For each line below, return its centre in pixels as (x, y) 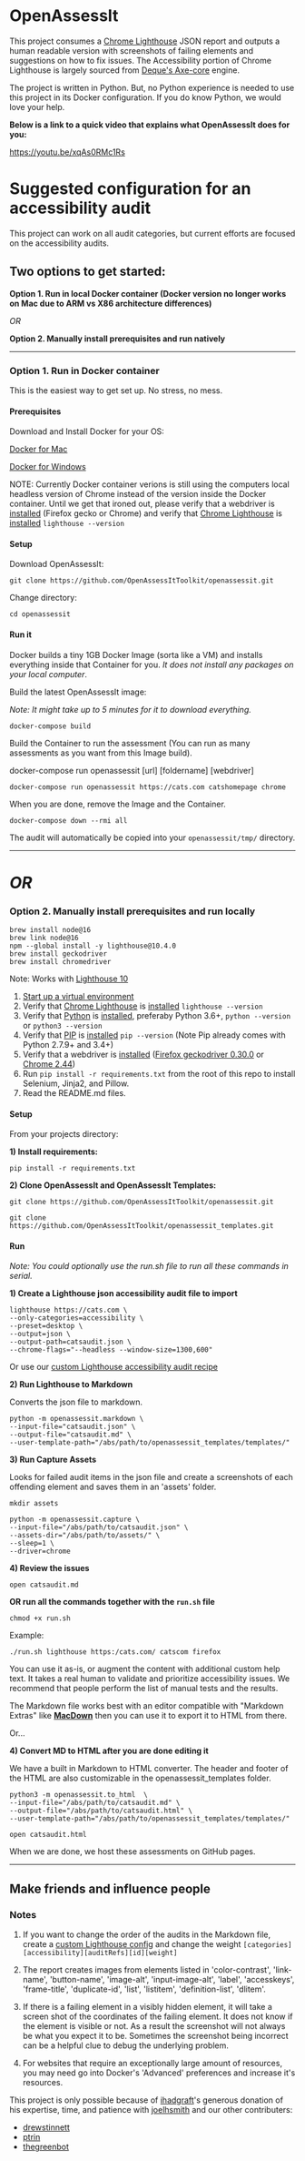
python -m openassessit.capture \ (75, 1520)
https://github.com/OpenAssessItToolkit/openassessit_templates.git (142, 1226)
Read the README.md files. (74, 1093)
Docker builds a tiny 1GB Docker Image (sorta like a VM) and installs (136, 654)
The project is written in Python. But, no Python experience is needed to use (152, 87)
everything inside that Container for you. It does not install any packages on (152, 665)
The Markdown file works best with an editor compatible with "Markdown (147, 1706)
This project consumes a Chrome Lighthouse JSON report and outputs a (145, 41)
